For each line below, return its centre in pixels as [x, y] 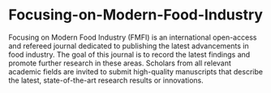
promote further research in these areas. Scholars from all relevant [120, 63]
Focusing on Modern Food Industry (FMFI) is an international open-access [133, 37]
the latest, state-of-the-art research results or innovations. [106, 80]
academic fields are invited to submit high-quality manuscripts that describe [136, 71]
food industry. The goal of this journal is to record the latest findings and [129, 54]
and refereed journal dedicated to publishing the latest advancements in [129, 45]
